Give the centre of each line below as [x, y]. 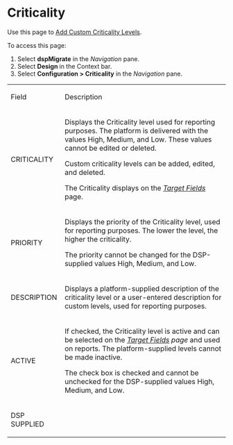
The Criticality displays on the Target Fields [135, 187]
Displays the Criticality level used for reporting [140, 121]
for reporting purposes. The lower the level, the [141, 230]
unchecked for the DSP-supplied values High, [140, 381]
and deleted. [85, 172]
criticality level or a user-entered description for [143, 297]
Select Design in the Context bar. [64, 66]
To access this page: [37, 45]
